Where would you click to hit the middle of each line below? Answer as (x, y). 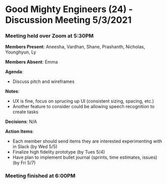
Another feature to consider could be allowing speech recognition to (83, 107)
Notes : (12, 91)
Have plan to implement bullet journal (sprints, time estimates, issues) (85, 157)
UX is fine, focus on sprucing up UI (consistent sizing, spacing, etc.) (83, 101)
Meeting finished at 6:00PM (40, 176)
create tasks (25, 112)
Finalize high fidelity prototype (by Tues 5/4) (59, 152)
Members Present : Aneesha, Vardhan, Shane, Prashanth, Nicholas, (75, 47)
